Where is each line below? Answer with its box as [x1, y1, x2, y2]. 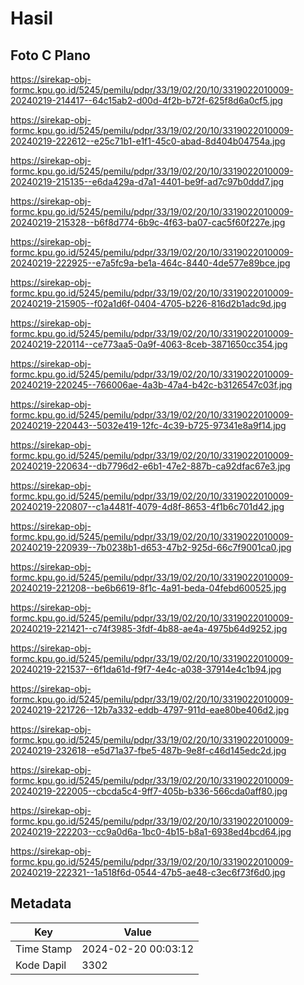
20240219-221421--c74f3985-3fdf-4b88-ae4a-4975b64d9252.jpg [10, 623, 288, 634]
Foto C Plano [10, 47, 91, 64]
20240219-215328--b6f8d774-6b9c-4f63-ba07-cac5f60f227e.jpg [10, 217, 286, 228]
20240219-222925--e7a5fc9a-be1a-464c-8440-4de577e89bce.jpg [10, 257, 291, 269]
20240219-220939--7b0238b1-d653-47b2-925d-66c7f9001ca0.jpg [10, 542, 292, 553]
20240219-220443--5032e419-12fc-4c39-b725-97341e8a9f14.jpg [10, 420, 287, 431]
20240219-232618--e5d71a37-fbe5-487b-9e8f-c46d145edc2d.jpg [10, 745, 287, 756]
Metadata [10, 895, 72, 912]
